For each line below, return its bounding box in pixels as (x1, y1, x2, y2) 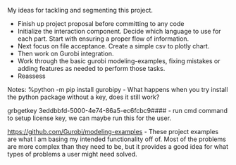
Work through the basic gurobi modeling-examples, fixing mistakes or (17, 57, 221, 65)
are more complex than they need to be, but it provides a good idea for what (7, 143, 229, 150)
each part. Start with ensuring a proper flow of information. (17, 34, 190, 43)
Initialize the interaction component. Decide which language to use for (17, 27, 221, 35)
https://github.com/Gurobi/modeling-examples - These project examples (7, 128, 219, 136)
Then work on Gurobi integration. (17, 49, 114, 58)
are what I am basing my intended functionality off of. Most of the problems (7, 135, 227, 143)
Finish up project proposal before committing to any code (17, 20, 185, 27)
